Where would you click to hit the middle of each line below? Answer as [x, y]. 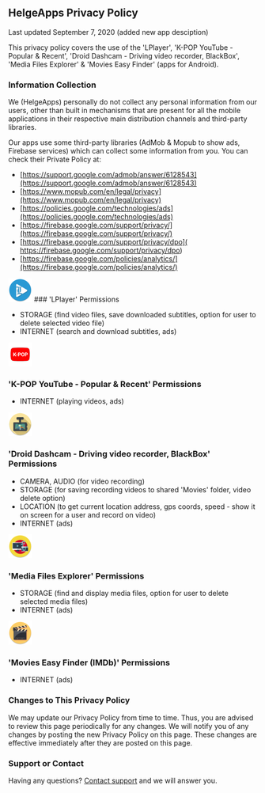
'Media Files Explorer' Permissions [76, 575]
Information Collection [52, 85]
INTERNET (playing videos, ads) [72, 401]
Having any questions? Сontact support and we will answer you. [113, 780]
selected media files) [54, 601]
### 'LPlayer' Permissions [77, 299]
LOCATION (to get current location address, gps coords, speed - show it [137, 507]
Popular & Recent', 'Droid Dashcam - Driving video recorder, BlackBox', [124, 55]
